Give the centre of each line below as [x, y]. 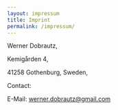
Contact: [20, 86]
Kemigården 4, [28, 59]
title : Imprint [29, 20]
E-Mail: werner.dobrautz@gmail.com [59, 99]
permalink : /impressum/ [41, 26]
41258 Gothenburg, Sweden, [47, 72]
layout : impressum [33, 13]
